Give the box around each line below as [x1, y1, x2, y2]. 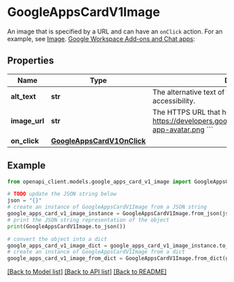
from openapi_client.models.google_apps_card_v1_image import [7, 178, 192, 185]
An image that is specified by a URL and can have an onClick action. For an [7, 27, 223, 36]
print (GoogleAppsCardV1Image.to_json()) [7, 223, 127, 230]
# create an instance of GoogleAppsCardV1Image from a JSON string [7, 203, 208, 211]
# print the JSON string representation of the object [7, 217, 170, 224]
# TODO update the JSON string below [7, 191, 117, 198]
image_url [10, 116, 45, 125]
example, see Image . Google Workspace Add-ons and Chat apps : [7, 34, 196, 42]
